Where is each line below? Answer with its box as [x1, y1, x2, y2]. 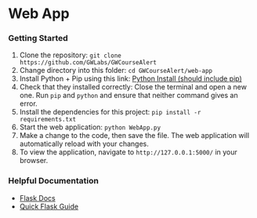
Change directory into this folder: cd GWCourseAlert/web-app [19, 66, 213, 75]
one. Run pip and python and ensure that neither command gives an [19, 91, 238, 100]
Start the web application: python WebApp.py [19, 122, 161, 132]
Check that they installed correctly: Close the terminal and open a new [19, 82, 247, 92]
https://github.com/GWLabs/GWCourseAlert [19, 59, 157, 67]
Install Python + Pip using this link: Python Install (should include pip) [19, 74, 243, 83]
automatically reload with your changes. [19, 139, 149, 149]
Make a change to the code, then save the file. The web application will [19, 131, 249, 140]
